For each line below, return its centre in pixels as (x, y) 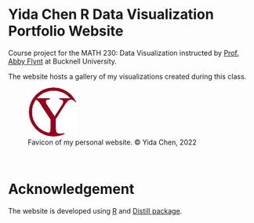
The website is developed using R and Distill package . (95, 210)
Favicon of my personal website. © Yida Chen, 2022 (112, 142)
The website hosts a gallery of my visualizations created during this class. (127, 76)
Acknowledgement (71, 189)
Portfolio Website (66, 31)
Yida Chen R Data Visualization (111, 15)
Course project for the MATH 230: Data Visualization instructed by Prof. (123, 53)
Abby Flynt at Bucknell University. (63, 61)
